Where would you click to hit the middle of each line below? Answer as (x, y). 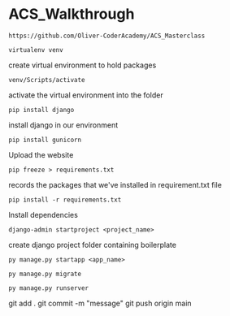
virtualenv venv (36, 50)
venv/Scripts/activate (47, 80)
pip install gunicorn (45, 140)
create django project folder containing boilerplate (93, 245)
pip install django (41, 110)
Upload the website (41, 154)
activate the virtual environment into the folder (86, 95)
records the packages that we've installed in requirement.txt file (115, 184)
